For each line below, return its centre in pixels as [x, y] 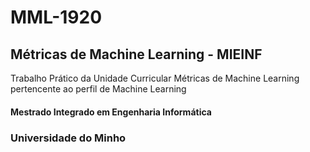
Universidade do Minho [68, 138]
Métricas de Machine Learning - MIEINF [136, 54]
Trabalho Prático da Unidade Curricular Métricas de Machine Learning [155, 78]
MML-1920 [56, 17]
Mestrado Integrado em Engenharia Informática [111, 112]
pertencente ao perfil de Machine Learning [98, 89]
